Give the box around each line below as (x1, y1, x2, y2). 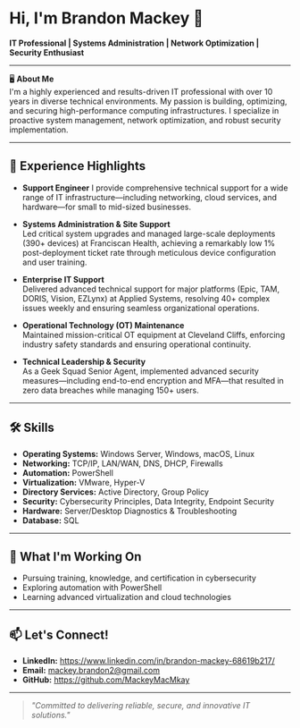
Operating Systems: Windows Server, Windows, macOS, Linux (21, 448, 255, 459)
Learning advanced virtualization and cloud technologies (21, 592, 232, 603)
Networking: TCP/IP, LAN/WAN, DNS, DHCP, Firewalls (21, 458, 223, 469)
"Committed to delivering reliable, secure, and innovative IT (30, 700, 251, 711)
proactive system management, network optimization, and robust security (9, 114, 281, 125)
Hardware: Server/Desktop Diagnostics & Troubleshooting (21, 505, 237, 516)
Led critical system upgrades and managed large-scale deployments (21, 228, 276, 239)
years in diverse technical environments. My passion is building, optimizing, (9, 96, 287, 106)
